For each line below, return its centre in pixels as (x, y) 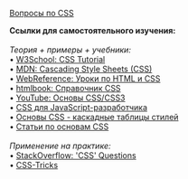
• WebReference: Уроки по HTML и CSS (85, 79)
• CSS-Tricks (34, 165)
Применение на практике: (60, 146)
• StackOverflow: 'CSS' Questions (73, 155)
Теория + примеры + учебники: (70, 50)
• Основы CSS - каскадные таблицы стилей (94, 117)
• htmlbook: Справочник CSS (65, 88)
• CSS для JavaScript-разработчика (78, 107)
